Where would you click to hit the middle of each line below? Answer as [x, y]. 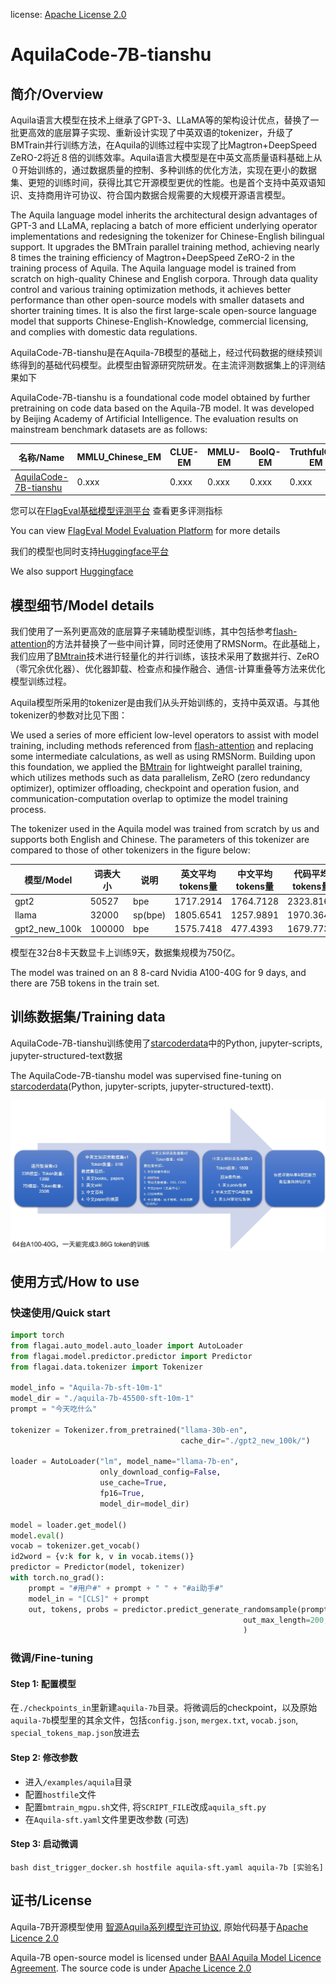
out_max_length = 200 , [286, 1620]
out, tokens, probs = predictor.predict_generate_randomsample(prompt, [180, 1609]
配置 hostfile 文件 [60, 1794]
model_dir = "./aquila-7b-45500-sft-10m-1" [102, 1399]
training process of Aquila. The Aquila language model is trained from [153, 268]
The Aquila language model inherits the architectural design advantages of [164, 215]
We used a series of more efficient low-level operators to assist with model [164, 735]
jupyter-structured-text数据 [66, 1055]
